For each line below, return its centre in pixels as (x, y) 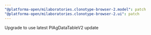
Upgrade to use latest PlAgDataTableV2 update (52, 27)
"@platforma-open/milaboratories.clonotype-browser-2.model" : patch (75, 9)
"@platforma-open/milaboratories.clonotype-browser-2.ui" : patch (72, 14)
